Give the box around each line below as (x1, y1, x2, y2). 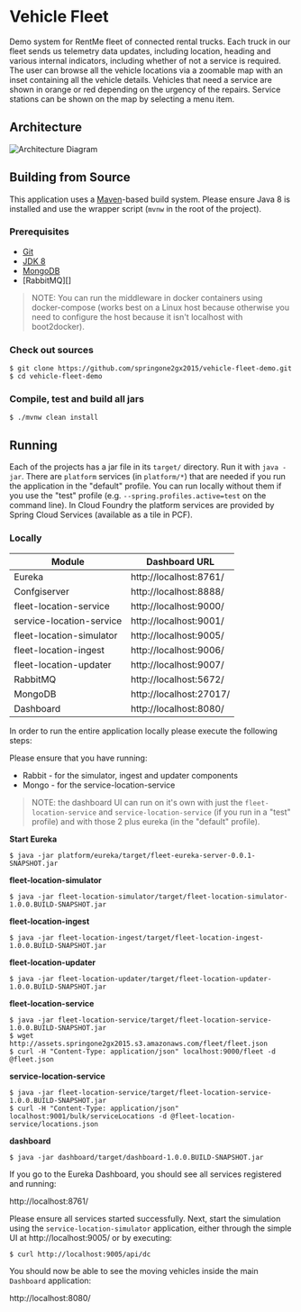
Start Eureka (9, 834, 58, 844)
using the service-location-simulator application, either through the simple (9, 1223, 292, 1234)
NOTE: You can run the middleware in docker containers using (31, 292, 263, 303)
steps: (9, 734, 32, 745)
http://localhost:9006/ (130, 643, 224, 656)
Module (50, 555, 86, 568)
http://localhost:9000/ (130, 599, 224, 612)
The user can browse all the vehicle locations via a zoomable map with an (9, 65, 284, 76)
